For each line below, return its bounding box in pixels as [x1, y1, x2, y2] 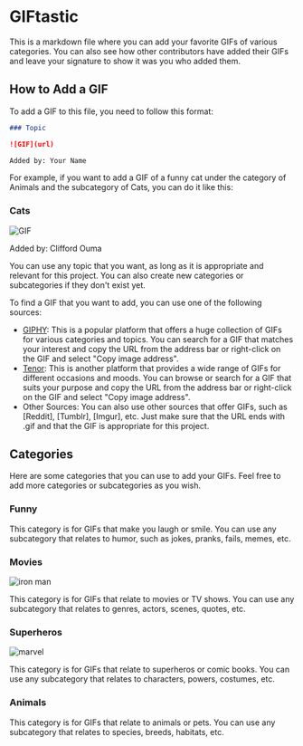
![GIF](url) [9, 139, 54, 148]
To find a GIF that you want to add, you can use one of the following [9, 297, 262, 308]
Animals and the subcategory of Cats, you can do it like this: [9, 182, 233, 193]
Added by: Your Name [9, 156, 88, 165]
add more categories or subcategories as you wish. [9, 480, 202, 491]
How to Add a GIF [9, 81, 109, 97]
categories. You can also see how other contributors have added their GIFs [9, 45, 289, 56]
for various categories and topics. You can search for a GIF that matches [22, 333, 294, 345]
